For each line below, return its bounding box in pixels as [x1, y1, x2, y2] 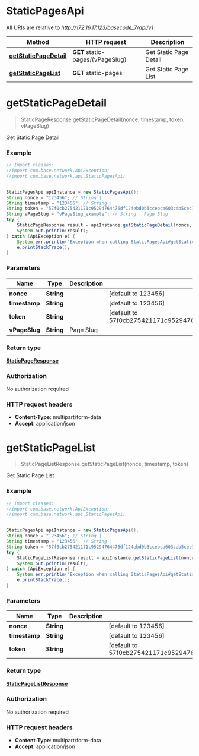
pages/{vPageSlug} [72, 55, 127, 64]
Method [26, 37, 49, 46]
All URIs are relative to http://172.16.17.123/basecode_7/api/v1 [6, 24, 154, 31]
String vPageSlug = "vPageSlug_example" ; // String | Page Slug [6, 211, 168, 218]
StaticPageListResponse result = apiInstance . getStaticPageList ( [17, 555, 182, 561]
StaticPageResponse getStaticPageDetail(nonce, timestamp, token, [20, 116, 185, 123]
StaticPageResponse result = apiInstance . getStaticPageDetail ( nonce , [17, 222, 192, 228]
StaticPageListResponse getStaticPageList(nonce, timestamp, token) [20, 461, 188, 468]
